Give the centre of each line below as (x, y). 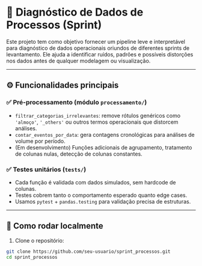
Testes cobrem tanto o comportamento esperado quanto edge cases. (101, 195)
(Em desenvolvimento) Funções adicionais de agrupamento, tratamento (103, 147)
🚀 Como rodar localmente (55, 226)
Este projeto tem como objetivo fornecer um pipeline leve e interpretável (96, 41)
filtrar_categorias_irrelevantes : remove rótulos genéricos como (98, 115)
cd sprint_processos (32, 257)
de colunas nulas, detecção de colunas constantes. (78, 154)
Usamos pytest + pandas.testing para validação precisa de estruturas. (103, 201)
